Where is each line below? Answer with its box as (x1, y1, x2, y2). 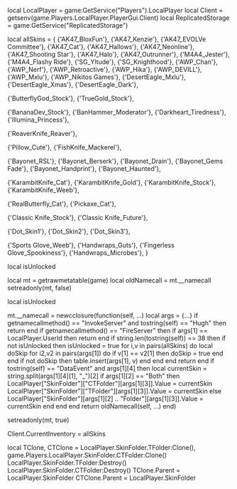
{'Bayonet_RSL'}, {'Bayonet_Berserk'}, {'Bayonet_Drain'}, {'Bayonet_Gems (7, 157, 224, 165)
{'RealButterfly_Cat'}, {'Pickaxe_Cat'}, (7, 199, 116, 208)
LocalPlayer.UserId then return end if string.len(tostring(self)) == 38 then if (7, 334, 226, 342)
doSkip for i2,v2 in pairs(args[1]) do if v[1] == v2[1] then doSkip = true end (7, 349, 224, 357)
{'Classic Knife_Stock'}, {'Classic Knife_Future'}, (7, 214, 148, 221)
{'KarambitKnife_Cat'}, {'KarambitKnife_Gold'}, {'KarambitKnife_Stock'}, (7, 178, 216, 186)
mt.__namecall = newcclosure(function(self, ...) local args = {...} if (7, 311, 199, 320)
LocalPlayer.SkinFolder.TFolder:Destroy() (7, 458, 127, 467)
